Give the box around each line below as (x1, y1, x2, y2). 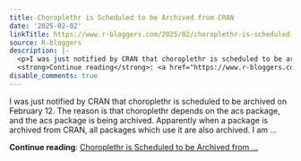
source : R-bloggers (9, 38, 82, 47)
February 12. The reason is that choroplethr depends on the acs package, (9, 105, 280, 116)
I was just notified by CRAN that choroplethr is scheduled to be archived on (9, 96, 288, 106)
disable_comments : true (9, 72, 99, 80)
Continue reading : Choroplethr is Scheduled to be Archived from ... (9, 141, 259, 152)
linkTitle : (9, 30, 50, 38)
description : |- (9, 47, 70, 55)
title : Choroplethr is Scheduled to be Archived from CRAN (9, 13, 235, 22)
